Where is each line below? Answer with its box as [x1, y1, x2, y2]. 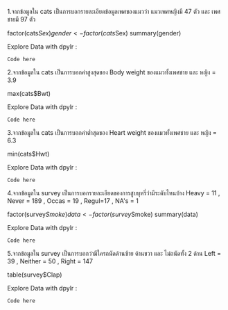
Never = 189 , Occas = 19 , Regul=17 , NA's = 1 [7, 197, 139, 205]
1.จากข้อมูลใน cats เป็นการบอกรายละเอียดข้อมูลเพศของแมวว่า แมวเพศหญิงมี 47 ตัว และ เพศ [7, 8, 220, 15]
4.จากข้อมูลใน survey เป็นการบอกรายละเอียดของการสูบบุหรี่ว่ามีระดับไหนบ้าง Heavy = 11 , [7, 189, 220, 197]
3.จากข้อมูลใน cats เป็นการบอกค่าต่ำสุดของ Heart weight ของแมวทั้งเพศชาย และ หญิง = [7, 129, 217, 136]
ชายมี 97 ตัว [7, 15, 36, 23]
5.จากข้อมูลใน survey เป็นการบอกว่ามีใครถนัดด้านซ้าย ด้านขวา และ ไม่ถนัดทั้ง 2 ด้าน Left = [7, 250, 222, 257]
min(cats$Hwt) [7, 150, 50, 158]
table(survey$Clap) [7, 270, 62, 279]
